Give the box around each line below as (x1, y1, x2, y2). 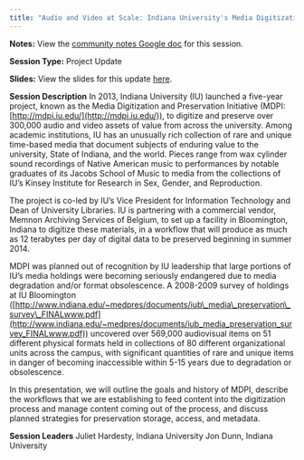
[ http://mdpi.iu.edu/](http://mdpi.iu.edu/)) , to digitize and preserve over (9, 110, 274, 120)
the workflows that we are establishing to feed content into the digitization (9, 393, 287, 404)
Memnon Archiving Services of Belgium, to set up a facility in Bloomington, (9, 214, 289, 225)
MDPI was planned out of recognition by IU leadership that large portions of (9, 260, 291, 272)
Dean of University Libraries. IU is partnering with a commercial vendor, (9, 205, 276, 216)
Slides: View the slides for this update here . (9, 73, 173, 84)
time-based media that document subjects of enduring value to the (9, 139, 260, 149)
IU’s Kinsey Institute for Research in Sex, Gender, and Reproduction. (9, 177, 262, 188)
